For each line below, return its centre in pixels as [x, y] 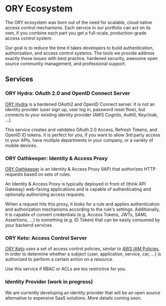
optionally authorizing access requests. [45, 194]
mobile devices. [21, 145]
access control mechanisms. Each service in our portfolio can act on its [78, 27]
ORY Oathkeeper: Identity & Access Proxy [56, 158]
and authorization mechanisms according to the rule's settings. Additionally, [83, 209]
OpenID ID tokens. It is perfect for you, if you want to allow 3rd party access [83, 135]
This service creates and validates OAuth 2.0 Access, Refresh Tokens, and [81, 129]
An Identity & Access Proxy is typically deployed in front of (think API [76, 184]
